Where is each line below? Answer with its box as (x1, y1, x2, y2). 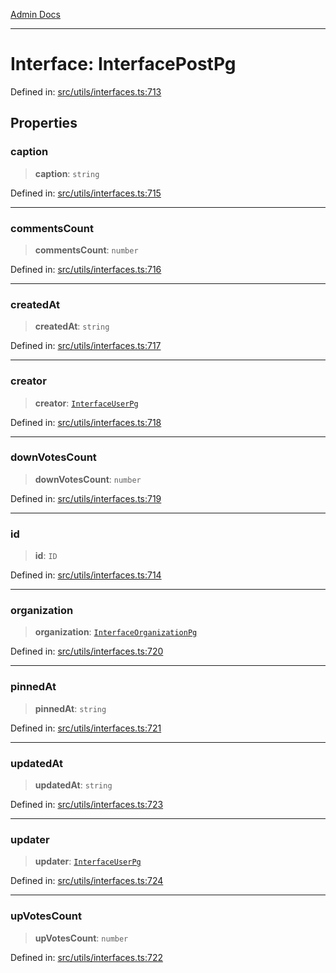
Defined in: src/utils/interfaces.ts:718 (10, 416, 162, 428)
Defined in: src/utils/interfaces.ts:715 (10, 187, 162, 199)
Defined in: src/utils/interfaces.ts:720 (10, 645, 164, 658)
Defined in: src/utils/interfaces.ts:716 (10, 263, 162, 275)
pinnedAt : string (34, 702, 107, 714)
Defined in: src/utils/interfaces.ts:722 (10, 951, 163, 963)
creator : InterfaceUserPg (34, 397, 139, 409)
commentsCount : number (34, 244, 139, 256)
